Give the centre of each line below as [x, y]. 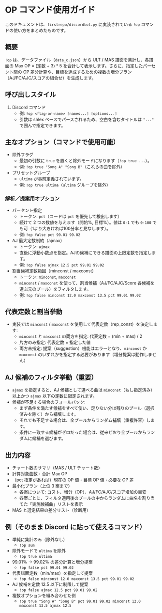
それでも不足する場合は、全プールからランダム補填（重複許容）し [85, 420]
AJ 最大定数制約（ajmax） [38, 240]
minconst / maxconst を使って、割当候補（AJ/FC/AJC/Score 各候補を [87, 283]
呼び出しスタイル [30, 95]
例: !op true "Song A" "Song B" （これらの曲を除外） [72, 167]
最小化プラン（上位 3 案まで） [42, 486]
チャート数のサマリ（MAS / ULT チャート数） [57, 468]
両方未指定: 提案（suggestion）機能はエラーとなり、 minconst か [83, 348]
